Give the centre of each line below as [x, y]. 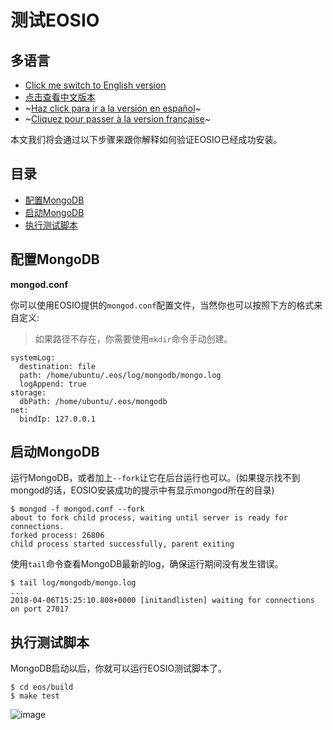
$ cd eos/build [42, 687]
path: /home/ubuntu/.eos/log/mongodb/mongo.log [120, 375]
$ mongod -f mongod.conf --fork [77, 509]
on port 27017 [40, 609]
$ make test [35, 696]
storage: [28, 392]
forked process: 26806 [57, 536]
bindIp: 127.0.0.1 [58, 419]
